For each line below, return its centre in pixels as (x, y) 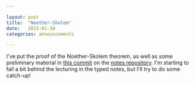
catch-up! (19, 75)
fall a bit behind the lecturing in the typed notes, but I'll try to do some (93, 69)
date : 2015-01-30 (31, 28)
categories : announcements (40, 34)
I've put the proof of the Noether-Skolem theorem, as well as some (90, 56)
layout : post (23, 17)
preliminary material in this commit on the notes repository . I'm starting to (98, 63)
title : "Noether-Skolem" (39, 23)
